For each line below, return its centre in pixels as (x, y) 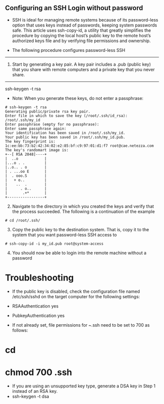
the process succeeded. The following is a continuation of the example (83, 211)
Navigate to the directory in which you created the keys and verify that (83, 206)
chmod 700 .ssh (39, 372)
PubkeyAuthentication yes (38, 315)
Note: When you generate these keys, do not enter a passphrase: (78, 98)
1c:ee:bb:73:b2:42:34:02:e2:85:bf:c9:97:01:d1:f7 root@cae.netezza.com (79, 146)
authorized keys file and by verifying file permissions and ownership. (81, 41)
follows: (20, 330)
